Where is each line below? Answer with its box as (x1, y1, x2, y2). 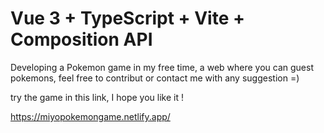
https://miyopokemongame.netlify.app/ (10, 110, 171, 122)
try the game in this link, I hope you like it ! (10, 91, 184, 103)
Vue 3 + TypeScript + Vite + (10, 7, 245, 30)
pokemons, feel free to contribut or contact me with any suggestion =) (10, 72, 300, 84)
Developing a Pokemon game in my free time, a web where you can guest (10, 61, 314, 73)
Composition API (10, 28, 153, 51)
